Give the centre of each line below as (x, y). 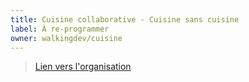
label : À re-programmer (60, 29)
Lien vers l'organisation (83, 67)
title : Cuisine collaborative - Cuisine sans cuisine (125, 19)
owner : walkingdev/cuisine (66, 38)
